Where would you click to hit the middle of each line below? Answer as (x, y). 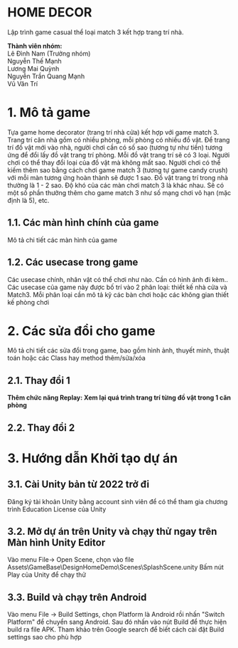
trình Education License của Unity (57, 509)
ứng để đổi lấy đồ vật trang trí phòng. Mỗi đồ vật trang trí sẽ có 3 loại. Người (119, 155)
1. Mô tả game (49, 113)
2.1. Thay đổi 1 (39, 381)
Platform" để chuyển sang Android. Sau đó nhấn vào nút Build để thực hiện (117, 622)
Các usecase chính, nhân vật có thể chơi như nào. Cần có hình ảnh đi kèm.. (118, 279)
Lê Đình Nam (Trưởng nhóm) (49, 53)
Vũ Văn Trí (22, 83)
